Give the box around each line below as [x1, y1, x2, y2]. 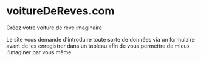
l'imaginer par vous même [6, 48, 72, 55]
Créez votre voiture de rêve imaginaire [6, 24, 102, 31]
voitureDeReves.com [6, 4, 115, 18]
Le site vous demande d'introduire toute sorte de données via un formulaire [6, 36, 196, 43]
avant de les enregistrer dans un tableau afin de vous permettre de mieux [6, 42, 190, 49]
